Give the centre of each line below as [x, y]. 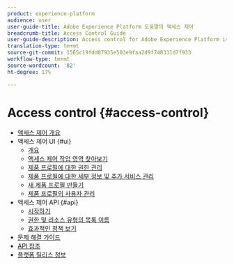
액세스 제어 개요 [39, 132]
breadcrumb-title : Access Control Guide [67, 33]
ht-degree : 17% [29, 72]
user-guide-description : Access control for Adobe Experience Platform [113, 40]
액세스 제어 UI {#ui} [44, 142]
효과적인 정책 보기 [52, 229]
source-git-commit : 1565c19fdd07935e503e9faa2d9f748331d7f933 [99, 53]
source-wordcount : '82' [42, 66]
